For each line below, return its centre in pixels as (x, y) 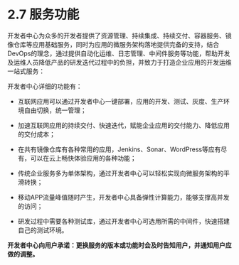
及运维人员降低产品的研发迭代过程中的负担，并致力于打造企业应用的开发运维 (119, 62)
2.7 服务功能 (43, 15)
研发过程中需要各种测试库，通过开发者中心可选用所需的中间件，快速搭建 (123, 221)
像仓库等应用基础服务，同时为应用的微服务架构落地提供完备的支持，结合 (113, 44)
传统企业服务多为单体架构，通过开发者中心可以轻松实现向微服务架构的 (121, 173)
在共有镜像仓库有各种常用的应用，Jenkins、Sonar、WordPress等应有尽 (122, 149)
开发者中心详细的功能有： (45, 86)
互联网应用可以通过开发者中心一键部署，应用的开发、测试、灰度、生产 (121, 101)
